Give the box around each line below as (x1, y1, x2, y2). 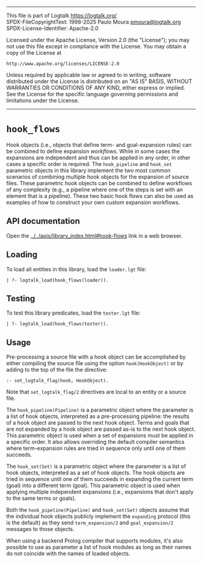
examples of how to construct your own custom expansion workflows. (6, 198, 180, 206)
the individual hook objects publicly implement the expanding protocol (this (6, 512, 191, 520)
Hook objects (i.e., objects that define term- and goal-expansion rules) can (6, 141, 192, 148)
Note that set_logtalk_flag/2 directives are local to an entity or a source (6, 389, 186, 396)
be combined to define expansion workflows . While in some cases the (6, 147, 180, 155)
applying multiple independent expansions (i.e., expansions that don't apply (6, 488, 194, 496)
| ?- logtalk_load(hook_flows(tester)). (6, 321, 109, 327)
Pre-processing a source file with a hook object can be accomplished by (6, 353, 186, 361)
